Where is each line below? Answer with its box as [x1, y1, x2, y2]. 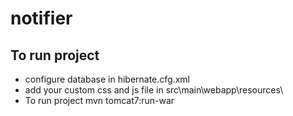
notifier [10, 7, 73, 30]
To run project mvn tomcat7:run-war [24, 95, 175, 106]
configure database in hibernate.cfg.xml [24, 73, 190, 85]
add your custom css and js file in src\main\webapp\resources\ [24, 84, 284, 96]
